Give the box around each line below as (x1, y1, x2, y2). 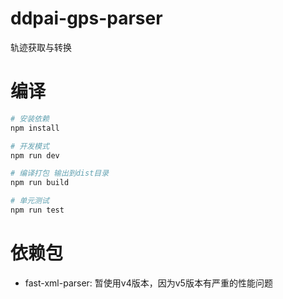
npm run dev (10, 150, 60, 161)
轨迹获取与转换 (10, 41, 72, 53)
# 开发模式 (10, 141, 50, 151)
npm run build (10, 178, 70, 188)
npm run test (10, 205, 65, 215)
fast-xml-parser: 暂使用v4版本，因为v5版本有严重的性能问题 (24, 277, 273, 289)
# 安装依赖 (10, 113, 50, 124)
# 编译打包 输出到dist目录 (10, 168, 110, 179)
